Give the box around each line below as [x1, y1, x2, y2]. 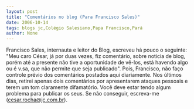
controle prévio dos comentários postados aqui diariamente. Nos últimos [6, 71, 182, 79]
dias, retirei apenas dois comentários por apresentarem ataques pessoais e [6, 77, 188, 85]
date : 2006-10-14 [6, 19, 49, 25]
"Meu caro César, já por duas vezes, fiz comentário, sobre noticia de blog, [6, 53, 186, 60]
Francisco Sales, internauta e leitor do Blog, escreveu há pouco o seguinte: [6, 46, 188, 53]
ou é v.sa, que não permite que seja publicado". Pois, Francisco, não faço [6, 65, 183, 72]
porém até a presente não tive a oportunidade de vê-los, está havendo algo [6, 59, 189, 66]
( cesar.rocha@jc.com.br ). [6, 96, 67, 103]
